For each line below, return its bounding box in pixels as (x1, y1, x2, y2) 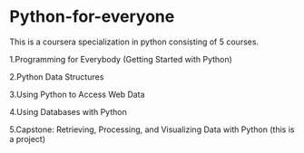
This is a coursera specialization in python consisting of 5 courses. (9, 36, 260, 47)
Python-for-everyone (9, 6, 175, 27)
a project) (9, 133, 46, 144)
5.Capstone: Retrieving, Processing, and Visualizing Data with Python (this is (9, 124, 295, 135)
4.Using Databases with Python (9, 106, 127, 117)
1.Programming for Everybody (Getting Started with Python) (9, 53, 233, 64)
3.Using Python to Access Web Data (9, 89, 145, 100)
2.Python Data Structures (9, 71, 104, 82)
